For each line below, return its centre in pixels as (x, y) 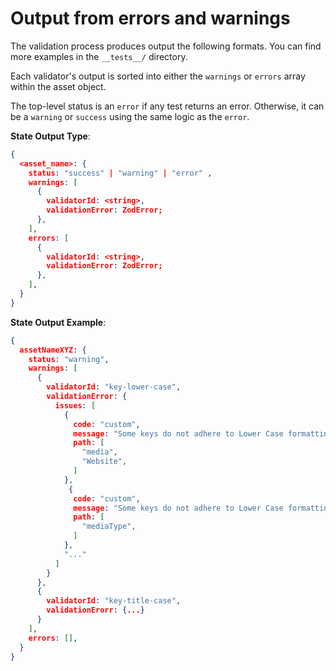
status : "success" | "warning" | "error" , (120, 173)
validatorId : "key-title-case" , (114, 601)
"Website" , (104, 462)
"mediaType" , (109, 527)
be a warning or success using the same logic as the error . (130, 116)
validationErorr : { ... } (95, 610)
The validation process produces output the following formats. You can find (166, 46)
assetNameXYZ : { (53, 350)
